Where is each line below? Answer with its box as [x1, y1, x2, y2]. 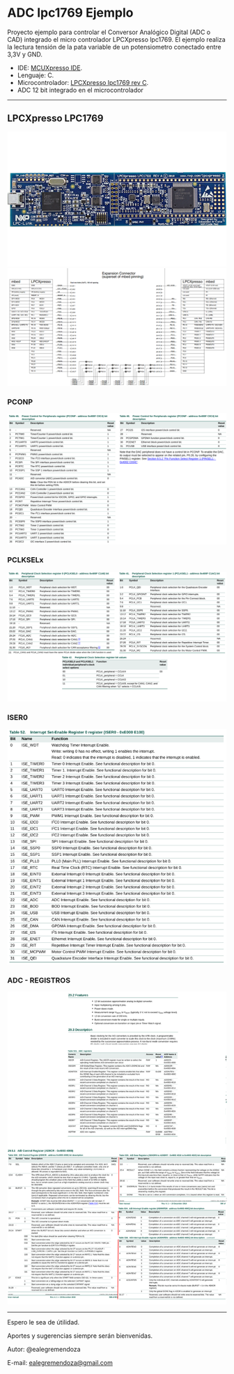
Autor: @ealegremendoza [7, 1345, 81, 1354]
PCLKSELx [7, 555, 44, 565]
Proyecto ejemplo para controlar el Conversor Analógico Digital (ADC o [7, 28, 211, 36]
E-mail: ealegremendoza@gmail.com [7, 1359, 113, 1367]
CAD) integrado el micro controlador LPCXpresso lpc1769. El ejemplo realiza [7, 35, 226, 43]
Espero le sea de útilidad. [7, 1318, 80, 1327]
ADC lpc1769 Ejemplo [7, 5, 134, 21]
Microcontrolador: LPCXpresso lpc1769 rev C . [17, 78, 149, 86]
